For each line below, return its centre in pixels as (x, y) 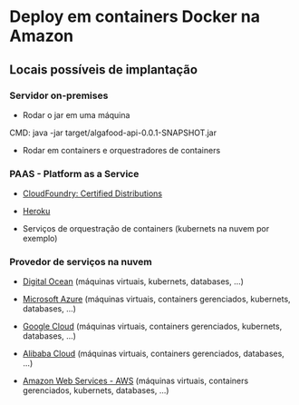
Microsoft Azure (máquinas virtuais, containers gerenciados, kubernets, (157, 299)
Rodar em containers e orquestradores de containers (121, 150)
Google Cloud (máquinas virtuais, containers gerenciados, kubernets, (152, 326)
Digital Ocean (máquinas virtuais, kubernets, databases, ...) (133, 282)
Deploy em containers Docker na (135, 17)
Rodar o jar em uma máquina (76, 114)
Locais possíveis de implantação (103, 69)
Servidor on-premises (59, 95)
